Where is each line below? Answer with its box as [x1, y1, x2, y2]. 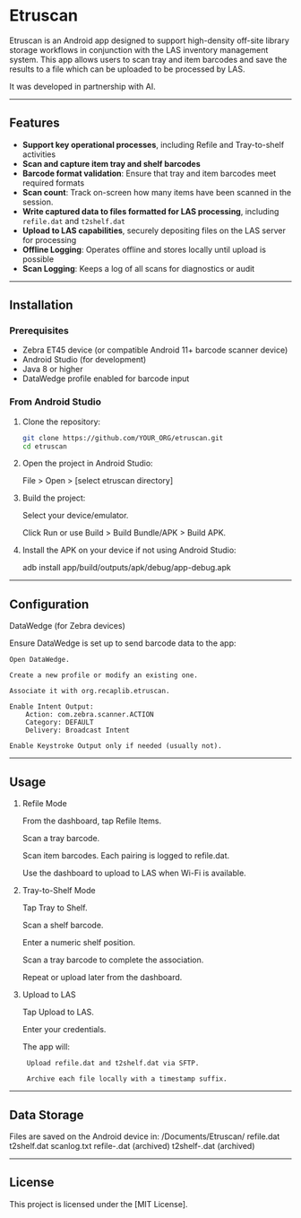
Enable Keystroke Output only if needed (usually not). [9, 742, 222, 751]
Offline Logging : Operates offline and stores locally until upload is [21, 244, 267, 255]
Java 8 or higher [21, 364, 83, 375]
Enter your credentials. [21, 1024, 107, 1035]
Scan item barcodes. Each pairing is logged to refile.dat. [21, 850, 230, 861]
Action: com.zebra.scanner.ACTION [25, 710, 154, 719]
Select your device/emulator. [21, 510, 129, 521]
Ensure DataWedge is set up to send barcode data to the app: [9, 638, 236, 648]
